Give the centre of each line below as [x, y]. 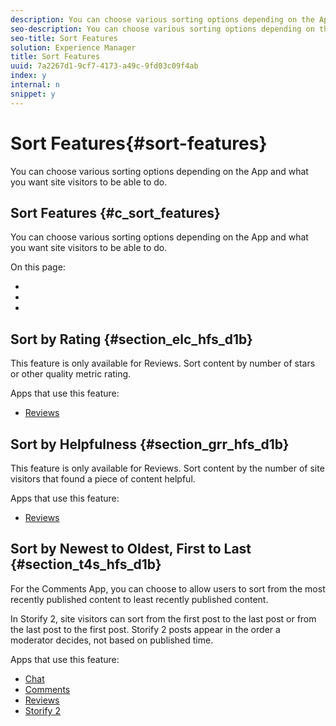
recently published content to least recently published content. [139, 599]
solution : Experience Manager [73, 47]
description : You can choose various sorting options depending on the [162, 19]
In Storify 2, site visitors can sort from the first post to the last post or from [163, 618]
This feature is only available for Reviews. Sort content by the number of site [167, 468]
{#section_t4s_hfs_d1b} [86, 564]
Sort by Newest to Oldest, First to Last [131, 549]
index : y [28, 76]
